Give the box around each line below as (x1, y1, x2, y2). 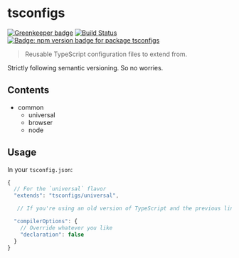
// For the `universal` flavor (14, 186, 107, 193)
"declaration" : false (20, 231, 84, 238)
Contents (7, 84, 50, 97)
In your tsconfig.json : (7, 165, 73, 173)
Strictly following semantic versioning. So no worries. (7, 63, 164, 72)
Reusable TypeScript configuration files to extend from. (24, 50, 188, 58)
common (17, 103, 44, 112)
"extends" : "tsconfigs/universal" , (14, 192, 119, 200)
